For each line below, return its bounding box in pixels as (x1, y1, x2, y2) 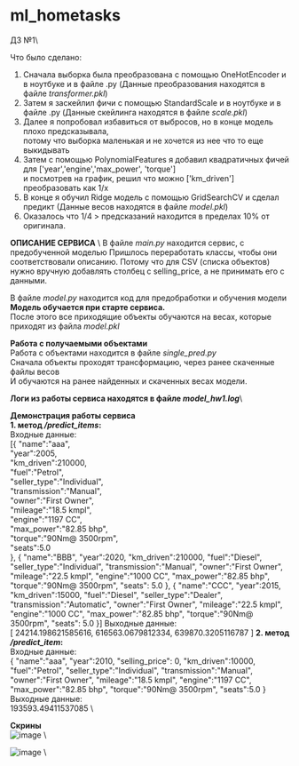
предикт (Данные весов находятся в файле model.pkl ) (22, 201, 229, 211)
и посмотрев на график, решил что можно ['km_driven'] (22, 172, 234, 183)
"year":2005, (10, 448, 58, 459)
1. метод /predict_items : (10, 419, 102, 430)
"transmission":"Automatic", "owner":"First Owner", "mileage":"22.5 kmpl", (10, 599, 283, 610)
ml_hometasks (10, 5, 122, 26)
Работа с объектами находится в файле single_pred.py (10, 347, 216, 358)
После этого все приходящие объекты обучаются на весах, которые (10, 311, 271, 322)
